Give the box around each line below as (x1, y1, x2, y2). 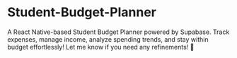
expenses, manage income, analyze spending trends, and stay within (7, 35, 209, 43)
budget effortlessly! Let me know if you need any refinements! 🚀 (7, 42, 195, 51)
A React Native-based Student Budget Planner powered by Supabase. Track (7, 28, 230, 36)
